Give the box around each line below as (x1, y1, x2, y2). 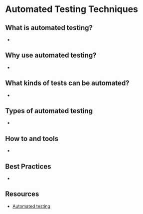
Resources (5, 190, 39, 198)
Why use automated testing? (5, 51, 97, 59)
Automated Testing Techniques (5, 3, 139, 15)
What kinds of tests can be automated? (5, 79, 130, 87)
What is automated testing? (5, 23, 93, 32)
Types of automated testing (5, 106, 93, 115)
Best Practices (5, 162, 51, 170)
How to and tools (5, 134, 59, 143)
